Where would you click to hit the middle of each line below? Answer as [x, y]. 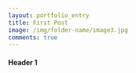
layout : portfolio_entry [49, 15]
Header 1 [23, 62]
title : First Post [38, 23]
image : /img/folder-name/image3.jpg [68, 30]
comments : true [33, 37]
